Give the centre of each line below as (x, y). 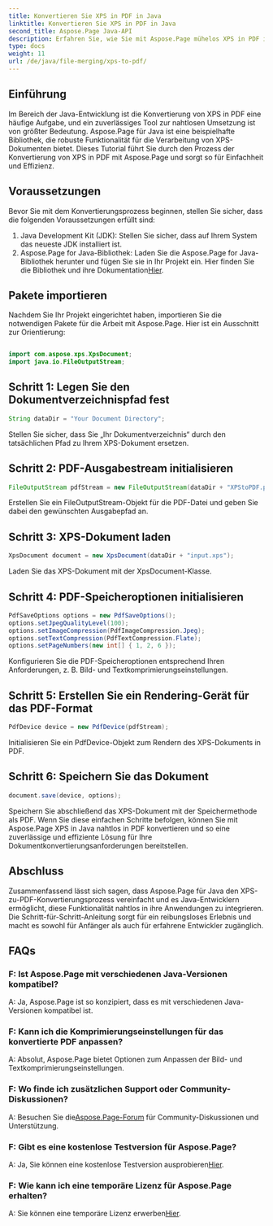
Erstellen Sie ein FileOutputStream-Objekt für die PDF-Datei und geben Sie (133, 503)
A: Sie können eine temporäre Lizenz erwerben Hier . (95, 1214)
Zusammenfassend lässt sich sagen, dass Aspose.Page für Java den (123, 891)
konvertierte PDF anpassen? (66, 1042)
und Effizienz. (32, 166)
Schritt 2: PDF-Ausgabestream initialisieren (121, 469)
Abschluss (36, 871)
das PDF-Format (51, 708)
